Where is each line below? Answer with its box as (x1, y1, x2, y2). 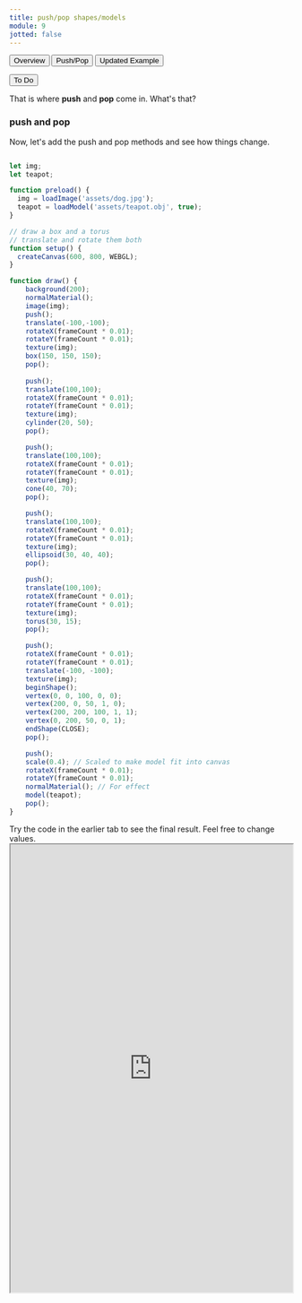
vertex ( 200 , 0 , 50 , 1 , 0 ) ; (25, 700, 126, 709)
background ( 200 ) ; (25, 285, 91, 294)
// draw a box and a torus (9, 227, 110, 236)
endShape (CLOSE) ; (25, 725, 91, 734)
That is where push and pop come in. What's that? (9, 93, 197, 104)
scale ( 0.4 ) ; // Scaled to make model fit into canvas (25, 757, 230, 766)
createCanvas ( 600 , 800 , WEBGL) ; (17, 252, 139, 261)
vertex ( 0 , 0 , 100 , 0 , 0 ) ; (25, 691, 123, 700)
